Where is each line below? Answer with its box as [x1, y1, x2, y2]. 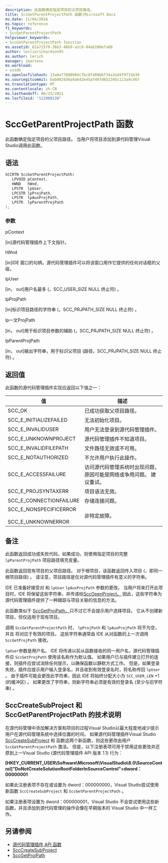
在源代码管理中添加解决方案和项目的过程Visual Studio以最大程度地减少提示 [5, 724, 159, 730]
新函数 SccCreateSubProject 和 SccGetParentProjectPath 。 [5, 788, 126, 794]
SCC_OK [7, 407, 27, 414]
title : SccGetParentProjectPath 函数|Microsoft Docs [5, 12, 116, 17]
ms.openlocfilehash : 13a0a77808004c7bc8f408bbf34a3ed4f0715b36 [5, 72, 140, 77]
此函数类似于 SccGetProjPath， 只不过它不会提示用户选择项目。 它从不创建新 [5, 607, 163, 613]
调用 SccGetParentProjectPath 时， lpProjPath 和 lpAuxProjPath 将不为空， [5, 624, 159, 630]
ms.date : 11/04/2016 [5, 16, 48, 21]
